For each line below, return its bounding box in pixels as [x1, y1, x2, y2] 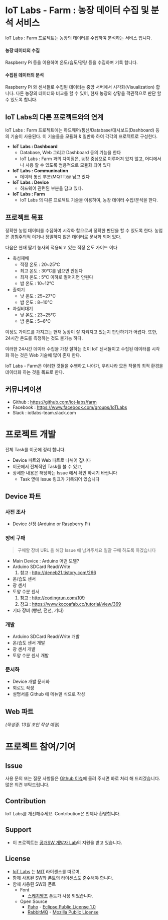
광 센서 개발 [12, 646, 36, 652]
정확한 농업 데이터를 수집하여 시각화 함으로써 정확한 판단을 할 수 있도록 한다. [5, 227, 154, 233]
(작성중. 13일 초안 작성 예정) [5, 722, 60, 728]
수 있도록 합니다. [5, 97, 38, 103]
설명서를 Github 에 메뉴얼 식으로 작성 [12, 691, 85, 697]
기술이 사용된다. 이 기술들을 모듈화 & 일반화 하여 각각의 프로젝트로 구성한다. [10, 133, 158, 139]
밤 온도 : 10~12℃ [20, 280, 55, 286]
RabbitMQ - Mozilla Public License [27, 909, 99, 915]
